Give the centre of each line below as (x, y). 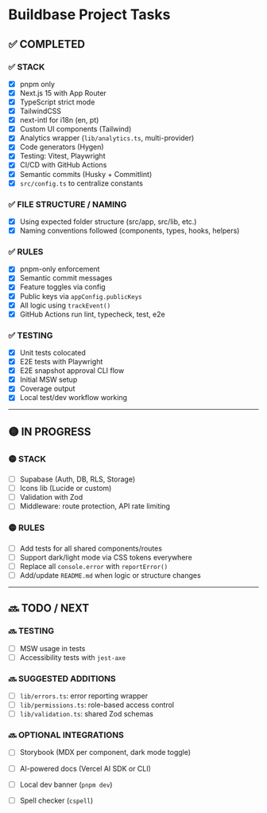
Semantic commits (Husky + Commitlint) (86, 174)
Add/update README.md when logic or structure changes (110, 575)
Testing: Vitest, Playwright (62, 156)
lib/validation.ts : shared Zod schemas (86, 714)
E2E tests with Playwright (61, 362)
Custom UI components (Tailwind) (75, 129)
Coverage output (47, 389)
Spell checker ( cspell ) (56, 800)
